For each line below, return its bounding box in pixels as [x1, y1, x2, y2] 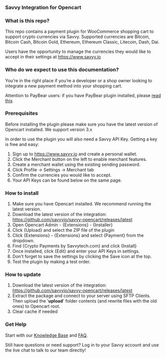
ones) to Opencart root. [12, 304, 60, 309]
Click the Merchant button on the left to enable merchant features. [12, 156, 147, 162]
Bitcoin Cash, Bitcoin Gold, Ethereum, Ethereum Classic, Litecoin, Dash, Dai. [5, 39, 160, 45]
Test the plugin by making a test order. [12, 259, 91, 265]
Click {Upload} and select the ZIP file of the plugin [12, 227, 115, 233]
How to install [5, 190, 39, 197]
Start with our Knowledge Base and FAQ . [5, 332, 88, 338]
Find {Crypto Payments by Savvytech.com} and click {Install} [12, 243, 137, 249]
